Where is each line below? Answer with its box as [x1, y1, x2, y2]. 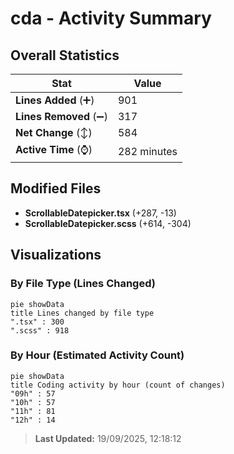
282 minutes [117, 144, 178, 158]
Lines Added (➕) [15, 93, 95, 107]
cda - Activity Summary [10, 7, 212, 30]
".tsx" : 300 [10, 317, 65, 327]
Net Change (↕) [15, 126, 93, 139]
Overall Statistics [10, 47, 120, 64]
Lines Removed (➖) [15, 110, 108, 123]
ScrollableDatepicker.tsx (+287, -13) [24, 207, 177, 219]
